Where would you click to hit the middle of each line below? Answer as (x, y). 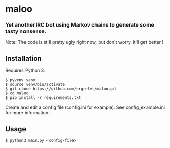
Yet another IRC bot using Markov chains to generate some (80, 25)
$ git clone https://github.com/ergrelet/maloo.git (61, 89)
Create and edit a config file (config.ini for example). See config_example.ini (85, 107)
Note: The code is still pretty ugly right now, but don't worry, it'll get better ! (84, 42)
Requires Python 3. (25, 71)
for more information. (28, 113)
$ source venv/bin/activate (35, 85)
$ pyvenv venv (20, 80)
